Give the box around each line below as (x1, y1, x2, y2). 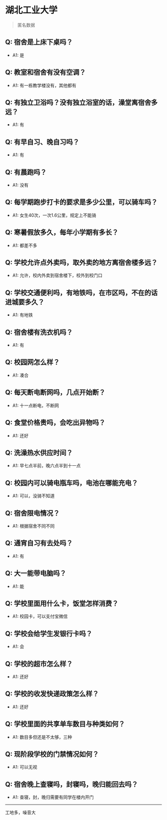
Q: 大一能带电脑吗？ (5, 569, 67, 578)
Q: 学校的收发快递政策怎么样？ (5, 689, 99, 698)
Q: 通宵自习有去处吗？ (5, 539, 73, 547)
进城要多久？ (5, 297, 45, 306)
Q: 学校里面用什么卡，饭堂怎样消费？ (5, 599, 119, 608)
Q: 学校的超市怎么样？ (5, 660, 73, 668)
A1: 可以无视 (12, 764, 37, 770)
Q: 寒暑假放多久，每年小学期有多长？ (5, 228, 119, 237)
